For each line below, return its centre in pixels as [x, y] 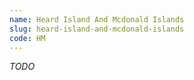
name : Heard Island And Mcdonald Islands [97, 19]
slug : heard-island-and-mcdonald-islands [97, 29]
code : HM [27, 38]
